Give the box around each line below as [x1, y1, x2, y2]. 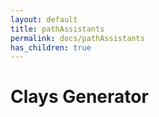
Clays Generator [10, 86, 149, 108]
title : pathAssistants [10, 24, 105, 34]
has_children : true [10, 42, 92, 53]
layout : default [10, 14, 78, 25]
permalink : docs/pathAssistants [10, 33, 145, 43]
